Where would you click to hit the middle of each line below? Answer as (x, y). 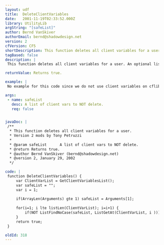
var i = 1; (27, 190)
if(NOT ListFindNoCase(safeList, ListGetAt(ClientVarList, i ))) (92, 213)
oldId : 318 (16, 235)
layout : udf (17, 10)
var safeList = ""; (36, 185)
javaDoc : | (16, 122)
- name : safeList (25, 100)
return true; (29, 222)
